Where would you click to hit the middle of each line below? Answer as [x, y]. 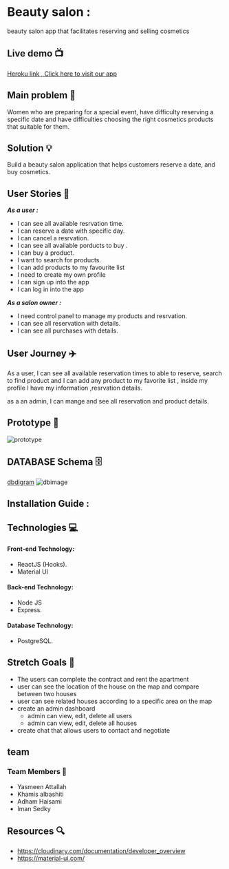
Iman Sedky [34, 808]
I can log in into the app [51, 289]
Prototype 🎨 [33, 423]
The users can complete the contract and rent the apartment [103, 679]
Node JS [30, 603]
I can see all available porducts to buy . [73, 246]
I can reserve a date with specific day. [71, 231]
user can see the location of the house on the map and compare [108, 687]
